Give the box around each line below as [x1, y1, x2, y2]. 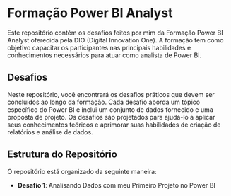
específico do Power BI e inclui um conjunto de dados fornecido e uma [7, 105, 213, 114]
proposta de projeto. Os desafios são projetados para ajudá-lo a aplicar [7, 113, 215, 121]
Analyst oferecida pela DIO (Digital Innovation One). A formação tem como [7, 35, 224, 44]
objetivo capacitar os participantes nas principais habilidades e [7, 43, 191, 52]
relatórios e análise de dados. [7, 127, 93, 136]
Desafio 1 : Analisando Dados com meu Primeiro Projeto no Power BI [17, 180, 215, 189]
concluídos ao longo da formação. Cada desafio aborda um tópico [7, 98, 200, 106]
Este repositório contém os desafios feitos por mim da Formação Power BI [7, 28, 224, 37]
